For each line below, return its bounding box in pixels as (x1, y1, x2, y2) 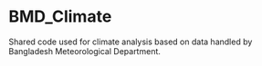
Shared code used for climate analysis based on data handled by (8, 36, 253, 47)
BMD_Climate (8, 6, 112, 27)
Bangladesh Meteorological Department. (8, 45, 162, 56)
